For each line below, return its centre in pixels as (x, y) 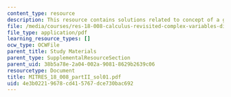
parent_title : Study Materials (52, 52)
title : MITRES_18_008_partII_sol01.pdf (64, 77)
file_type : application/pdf (47, 32)
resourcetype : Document (41, 70)
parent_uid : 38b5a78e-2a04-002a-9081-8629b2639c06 (81, 64)
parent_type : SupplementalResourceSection (69, 58)
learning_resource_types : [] (49, 39)
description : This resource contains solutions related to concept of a (113, 20)
